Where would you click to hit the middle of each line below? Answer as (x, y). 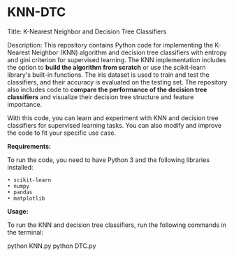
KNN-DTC (37, 12)
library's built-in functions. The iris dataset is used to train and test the (108, 75)
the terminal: (25, 232)
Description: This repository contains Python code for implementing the (110, 45)
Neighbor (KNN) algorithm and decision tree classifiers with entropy (129, 52)
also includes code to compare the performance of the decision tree (107, 89)
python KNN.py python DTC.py (52, 246)
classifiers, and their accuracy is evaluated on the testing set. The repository (117, 82)
